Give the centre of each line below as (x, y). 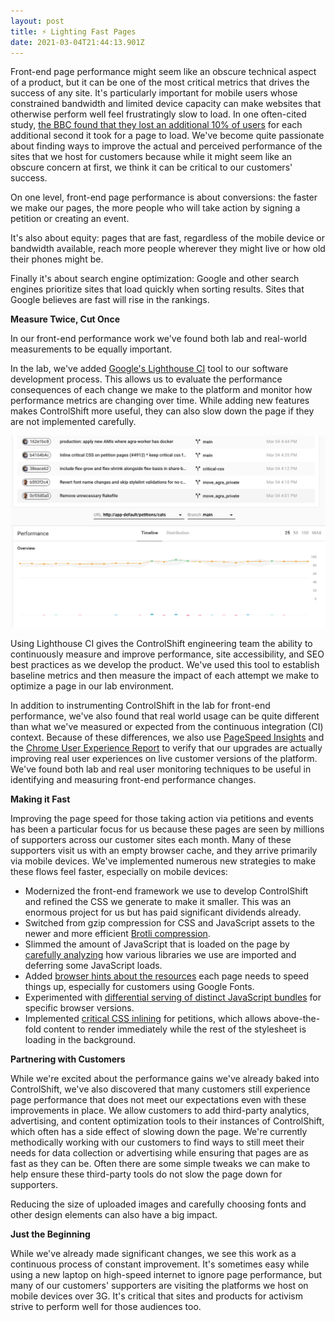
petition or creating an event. (70, 219)
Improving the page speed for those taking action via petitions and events (162, 818)
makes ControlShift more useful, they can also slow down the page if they (162, 411)
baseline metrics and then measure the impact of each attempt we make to (165, 675)
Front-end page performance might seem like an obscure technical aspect (163, 72)
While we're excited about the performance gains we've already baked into (165, 1078)
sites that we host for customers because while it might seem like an (151, 157)
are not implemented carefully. (73, 422)
